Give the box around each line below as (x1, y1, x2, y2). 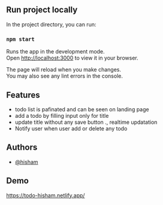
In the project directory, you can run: (6, 20, 96, 28)
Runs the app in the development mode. (6, 48, 105, 55)
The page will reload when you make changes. (6, 66, 122, 73)
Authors (6, 142, 38, 153)
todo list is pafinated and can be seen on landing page (14, 105, 149, 113)
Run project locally (6, 5, 78, 15)
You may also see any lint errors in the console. (6, 72, 123, 80)
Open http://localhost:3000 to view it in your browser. (6, 54, 139, 62)
